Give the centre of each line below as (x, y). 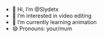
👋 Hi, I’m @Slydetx (35, 9)
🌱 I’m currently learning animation (55, 22)
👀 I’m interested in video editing (52, 16)
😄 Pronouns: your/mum (42, 28)
